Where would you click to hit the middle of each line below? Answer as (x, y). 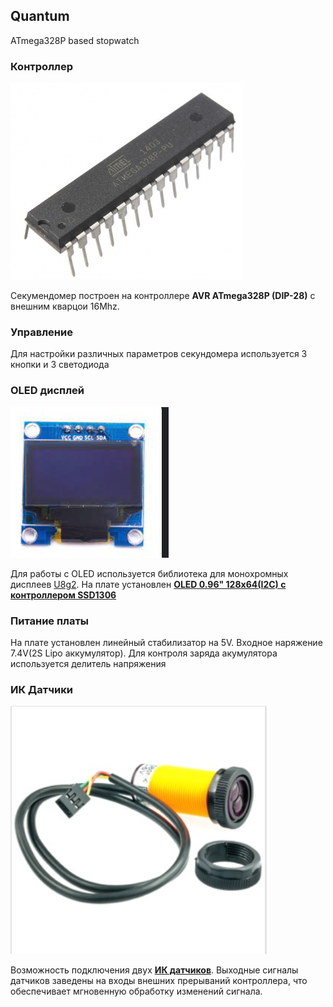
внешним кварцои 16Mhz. (65, 306)
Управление (41, 332)
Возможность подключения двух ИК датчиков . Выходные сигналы (154, 970)
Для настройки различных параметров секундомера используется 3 (159, 354)
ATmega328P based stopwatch (75, 40)
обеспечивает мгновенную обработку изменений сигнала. (136, 991)
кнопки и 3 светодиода (60, 365)
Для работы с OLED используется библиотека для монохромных (149, 573)
